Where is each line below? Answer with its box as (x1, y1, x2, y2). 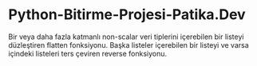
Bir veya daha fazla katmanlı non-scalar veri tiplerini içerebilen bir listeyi (8, 32, 244, 41)
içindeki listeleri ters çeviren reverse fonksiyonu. (8, 49, 168, 58)
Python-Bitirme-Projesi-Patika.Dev (8, 6, 246, 24)
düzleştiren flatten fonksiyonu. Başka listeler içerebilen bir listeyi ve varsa (8, 40, 249, 49)
